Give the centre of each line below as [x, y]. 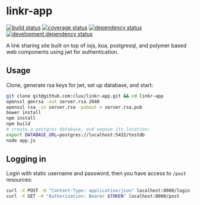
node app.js [21, 140]
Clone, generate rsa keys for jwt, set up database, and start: [80, 85]
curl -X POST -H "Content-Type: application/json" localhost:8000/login [98, 191]
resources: [19, 180]
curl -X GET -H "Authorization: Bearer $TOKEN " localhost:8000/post [93, 196]
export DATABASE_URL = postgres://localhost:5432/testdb [76, 135]
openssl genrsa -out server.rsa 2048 [53, 102]
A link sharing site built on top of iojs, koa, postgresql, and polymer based [96, 45]
